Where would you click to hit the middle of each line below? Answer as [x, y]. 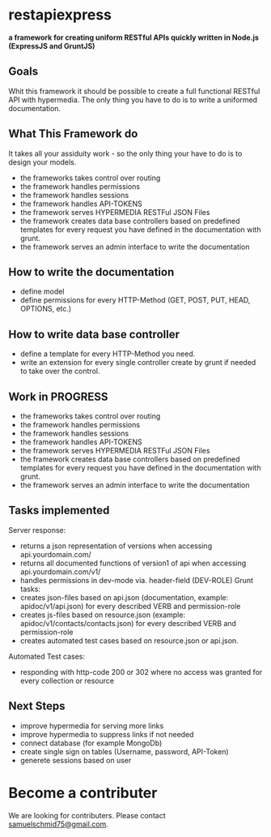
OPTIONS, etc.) [46, 309]
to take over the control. [60, 371]
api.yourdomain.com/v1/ [60, 571]
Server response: [37, 530]
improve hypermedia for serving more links [92, 725]
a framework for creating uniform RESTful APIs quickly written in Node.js [133, 37]
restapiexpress [60, 15]
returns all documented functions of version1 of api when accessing [133, 563]
